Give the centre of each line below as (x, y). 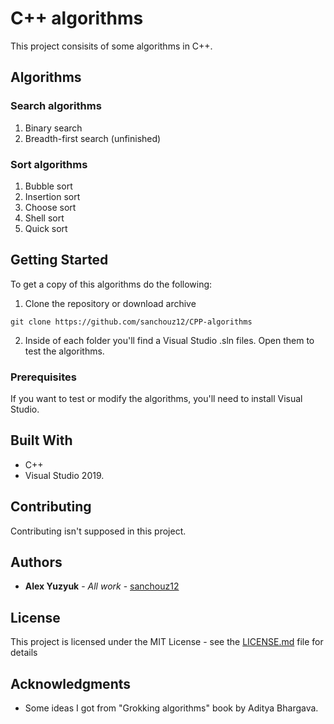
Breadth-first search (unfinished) (93, 138)
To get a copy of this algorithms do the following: (111, 284)
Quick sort (46, 228)
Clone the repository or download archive (110, 303)
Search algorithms (56, 106)
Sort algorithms (49, 164)
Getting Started (59, 260)
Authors (36, 562)
